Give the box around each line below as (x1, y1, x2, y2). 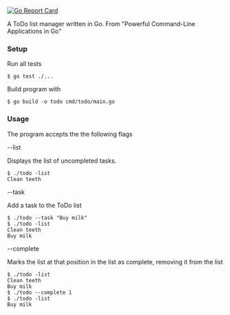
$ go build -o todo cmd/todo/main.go (7, 98, 115, 106)
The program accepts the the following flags (7, 130, 133, 138)
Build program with (7, 85, 61, 93)
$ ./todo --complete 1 (7, 289, 72, 296)
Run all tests (7, 60, 42, 68)
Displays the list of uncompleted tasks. (7, 156, 117, 165)
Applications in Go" (7, 27, 62, 35)
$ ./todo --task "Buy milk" (7, 214, 88, 221)
